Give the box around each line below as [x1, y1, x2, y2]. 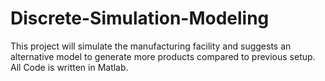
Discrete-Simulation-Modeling [10, 7, 270, 30]
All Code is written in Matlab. [10, 61, 129, 73]
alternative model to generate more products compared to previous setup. [10, 50, 316, 62]
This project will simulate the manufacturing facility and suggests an [10, 40, 292, 52]
